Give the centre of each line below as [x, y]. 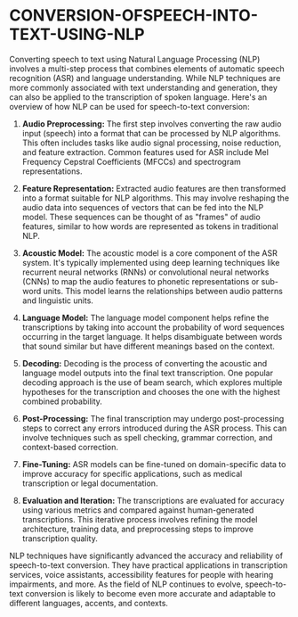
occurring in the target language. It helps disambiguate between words [152, 336]
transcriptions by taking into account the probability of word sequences [153, 327]
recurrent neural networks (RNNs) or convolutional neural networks [145, 272]
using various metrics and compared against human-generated [138, 510]
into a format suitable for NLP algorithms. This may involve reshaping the [156, 198]
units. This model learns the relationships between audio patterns [163, 291]
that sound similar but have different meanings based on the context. [149, 346]
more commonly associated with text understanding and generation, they [144, 87]
